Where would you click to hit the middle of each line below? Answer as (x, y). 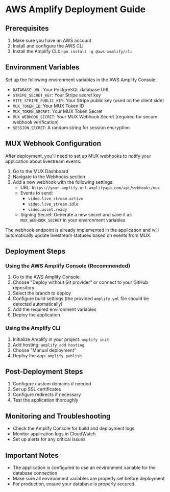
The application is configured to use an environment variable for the (84, 468)
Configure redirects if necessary (47, 395)
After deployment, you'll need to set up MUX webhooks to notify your (78, 156)
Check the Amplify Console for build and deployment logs (74, 428)
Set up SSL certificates (37, 389)
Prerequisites (27, 28)
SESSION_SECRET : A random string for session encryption (71, 127)
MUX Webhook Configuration (53, 144)
